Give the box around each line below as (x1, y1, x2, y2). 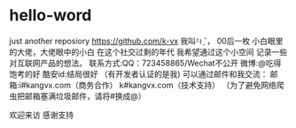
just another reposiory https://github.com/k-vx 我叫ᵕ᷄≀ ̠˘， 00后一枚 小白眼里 (9, 35, 284, 46)
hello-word (9, 5, 92, 26)
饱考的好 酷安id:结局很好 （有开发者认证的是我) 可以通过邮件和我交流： (9, 68, 269, 79)
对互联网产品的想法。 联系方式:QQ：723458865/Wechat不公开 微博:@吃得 (9, 57, 282, 68)
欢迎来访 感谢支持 (9, 109, 74, 120)
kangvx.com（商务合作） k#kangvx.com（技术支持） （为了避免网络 (26, 79, 277, 90)
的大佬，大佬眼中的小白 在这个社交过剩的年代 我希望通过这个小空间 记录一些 (9, 46, 288, 57)
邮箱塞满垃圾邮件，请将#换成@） (24, 90, 146, 102)
